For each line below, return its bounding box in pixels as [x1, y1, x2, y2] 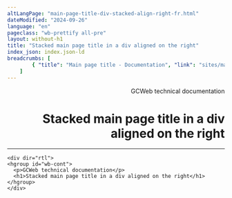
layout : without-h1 [7, 36, 64, 43]
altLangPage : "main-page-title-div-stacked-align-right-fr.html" [7, 10, 199, 17]
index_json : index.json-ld [7, 49, 85, 56]
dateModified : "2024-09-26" [7, 17, 88, 23]
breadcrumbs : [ [7, 55, 51, 62]
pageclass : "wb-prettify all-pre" [7, 29, 107, 37]
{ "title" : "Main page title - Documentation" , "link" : [32, 61, 196, 68]
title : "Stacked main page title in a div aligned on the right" [7, 42, 199, 49]
